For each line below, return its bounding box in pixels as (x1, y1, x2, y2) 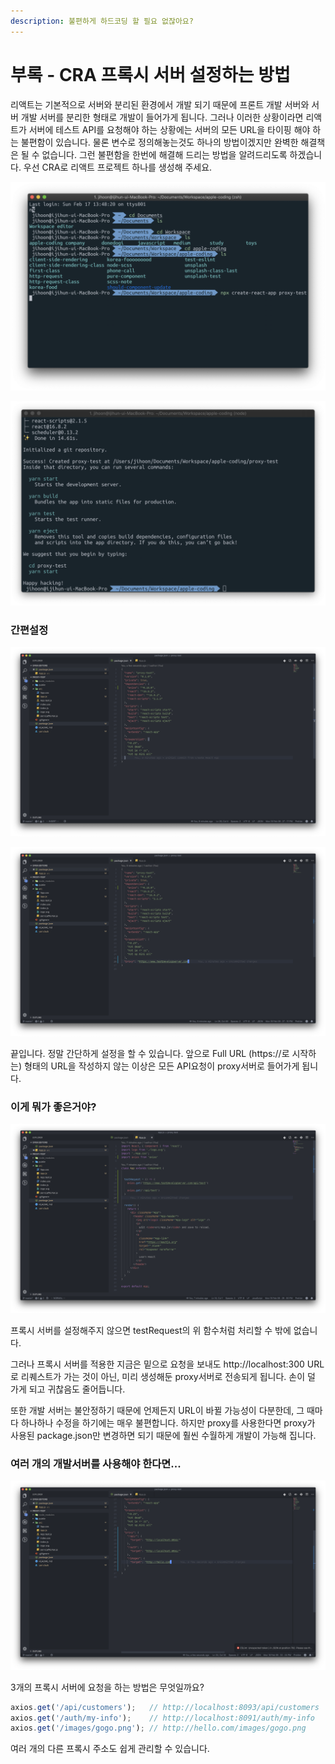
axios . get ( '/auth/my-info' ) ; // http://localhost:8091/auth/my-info (10, 1713, 315, 1723)
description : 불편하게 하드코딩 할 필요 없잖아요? (10, 16, 194, 26)
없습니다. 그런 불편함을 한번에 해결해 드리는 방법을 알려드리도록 (41, 148, 288, 160)
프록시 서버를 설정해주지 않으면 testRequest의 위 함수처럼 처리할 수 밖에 (10, 1324, 292, 1336)
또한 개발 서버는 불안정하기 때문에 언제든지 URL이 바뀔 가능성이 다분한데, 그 (10, 1404, 305, 1416)
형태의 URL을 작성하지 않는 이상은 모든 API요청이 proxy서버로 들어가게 (23, 1060, 300, 1072)
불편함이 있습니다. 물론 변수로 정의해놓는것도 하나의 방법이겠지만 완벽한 (20, 136, 299, 148)
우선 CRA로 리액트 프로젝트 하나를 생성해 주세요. (23, 161, 213, 173)
